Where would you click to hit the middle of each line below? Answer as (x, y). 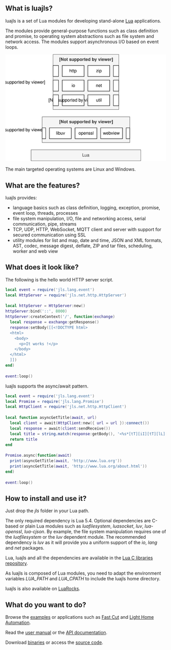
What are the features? (43, 185)
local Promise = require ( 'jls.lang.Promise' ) (54, 401)
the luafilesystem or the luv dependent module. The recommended (76, 537)
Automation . (18, 623)
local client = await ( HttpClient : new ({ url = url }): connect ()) (80, 423)
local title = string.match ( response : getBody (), (63, 434)
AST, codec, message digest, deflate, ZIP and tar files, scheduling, (83, 246)
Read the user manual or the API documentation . (56, 633)
